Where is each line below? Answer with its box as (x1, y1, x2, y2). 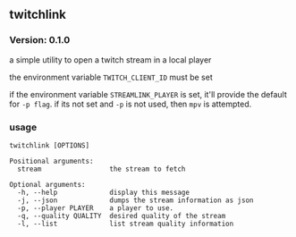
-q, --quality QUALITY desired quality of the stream (17, 211, 226, 220)
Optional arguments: (9, 180, 87, 189)
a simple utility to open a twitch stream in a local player (9, 54, 212, 65)
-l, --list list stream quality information (17, 219, 234, 228)
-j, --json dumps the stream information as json (17, 196, 254, 205)
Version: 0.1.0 (9, 34, 71, 47)
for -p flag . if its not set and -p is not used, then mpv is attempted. (9, 98, 252, 109)
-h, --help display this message (17, 188, 190, 197)
